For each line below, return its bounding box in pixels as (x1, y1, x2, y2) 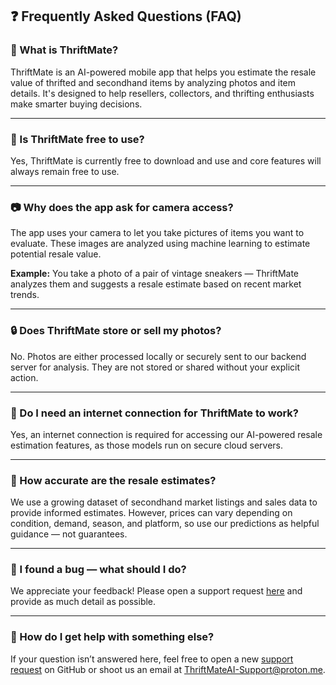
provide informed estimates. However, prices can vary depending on (10, 507, 293, 519)
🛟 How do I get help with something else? (10, 630, 215, 644)
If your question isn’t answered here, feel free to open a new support (10, 653, 294, 665)
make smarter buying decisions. (10, 98, 143, 110)
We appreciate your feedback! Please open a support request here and (10, 585, 303, 597)
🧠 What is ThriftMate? (10, 43, 119, 57)
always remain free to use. (10, 165, 120, 177)
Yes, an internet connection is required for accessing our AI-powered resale (10, 428, 323, 440)
